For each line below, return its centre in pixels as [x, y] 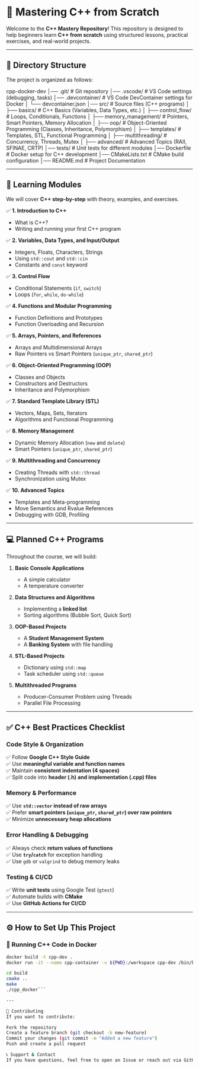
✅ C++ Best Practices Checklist [66, 727]
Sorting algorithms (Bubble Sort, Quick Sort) [77, 615]
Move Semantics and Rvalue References [64, 508]
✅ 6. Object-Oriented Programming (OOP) [59, 365]
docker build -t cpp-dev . [39, 957]
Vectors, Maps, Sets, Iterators [51, 413]
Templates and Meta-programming [57, 502]
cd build [17, 973]
